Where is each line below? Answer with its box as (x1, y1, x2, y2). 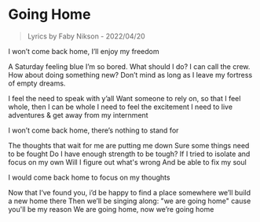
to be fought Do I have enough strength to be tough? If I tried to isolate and (8, 149, 251, 158)
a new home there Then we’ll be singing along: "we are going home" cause (8, 196, 251, 206)
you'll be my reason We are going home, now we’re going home (8, 204, 214, 213)
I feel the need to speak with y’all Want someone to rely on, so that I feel (8, 93, 241, 103)
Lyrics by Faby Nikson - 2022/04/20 (27, 31, 145, 41)
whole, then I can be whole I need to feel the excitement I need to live (8, 102, 233, 111)
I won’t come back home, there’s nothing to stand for (8, 126, 179, 135)
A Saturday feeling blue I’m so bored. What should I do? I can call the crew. (8, 61, 251, 71)
